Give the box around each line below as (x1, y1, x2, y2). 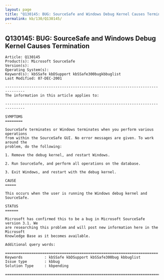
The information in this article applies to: (5, 93, 99, 98)
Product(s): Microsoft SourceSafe (5, 59, 76, 64)
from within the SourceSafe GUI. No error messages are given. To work (5, 136, 154, 141)
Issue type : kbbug (5, 259, 60, 264)
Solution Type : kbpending (5, 263, 69, 268)
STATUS (5, 204, 19, 209)
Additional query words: (5, 242, 56, 247)
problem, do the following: (5, 144, 62, 149)
